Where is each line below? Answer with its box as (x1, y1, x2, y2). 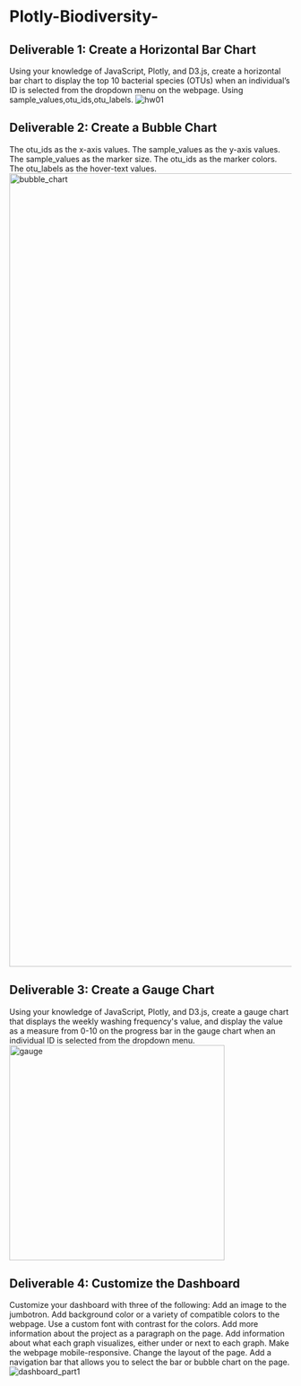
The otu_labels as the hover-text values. (9, 163, 157, 174)
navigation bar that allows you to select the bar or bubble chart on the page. (9, 1356, 290, 1368)
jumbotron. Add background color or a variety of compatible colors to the (9, 1309, 280, 1320)
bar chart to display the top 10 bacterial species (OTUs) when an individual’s (9, 75, 290, 86)
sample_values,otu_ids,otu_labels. (9, 94, 134, 105)
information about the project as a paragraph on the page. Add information (9, 1329, 285, 1339)
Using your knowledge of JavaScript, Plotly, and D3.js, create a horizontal (9, 65, 281, 76)
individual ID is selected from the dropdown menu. (9, 1035, 195, 1045)
